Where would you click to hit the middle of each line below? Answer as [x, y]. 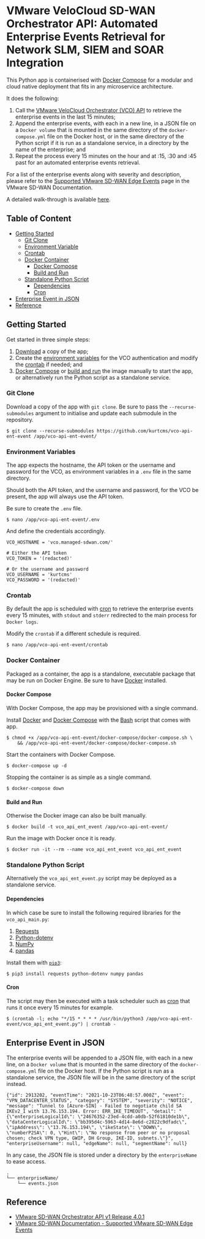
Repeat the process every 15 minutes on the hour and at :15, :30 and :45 [106, 156]
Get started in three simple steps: [48, 339]
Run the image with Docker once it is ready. [61, 838]
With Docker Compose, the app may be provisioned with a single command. [102, 708]
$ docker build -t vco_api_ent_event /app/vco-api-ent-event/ [87, 827]
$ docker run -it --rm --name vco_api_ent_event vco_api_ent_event [94, 850]
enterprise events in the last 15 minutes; [65, 117]
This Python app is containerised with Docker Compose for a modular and [100, 80]
